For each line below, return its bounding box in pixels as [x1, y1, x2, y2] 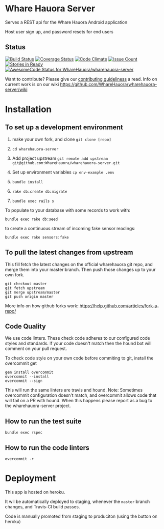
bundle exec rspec [5, 430, 43, 435]
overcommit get [5, 360, 37, 366]
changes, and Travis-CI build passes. [5, 503, 80, 509]
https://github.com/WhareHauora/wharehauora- [60, 81, 157, 87]
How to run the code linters [5, 443, 90, 452]
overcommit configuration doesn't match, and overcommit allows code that [5, 392, 157, 398]
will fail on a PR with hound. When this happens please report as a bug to [5, 398, 153, 404]
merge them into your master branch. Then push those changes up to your [5, 266, 156, 272]
